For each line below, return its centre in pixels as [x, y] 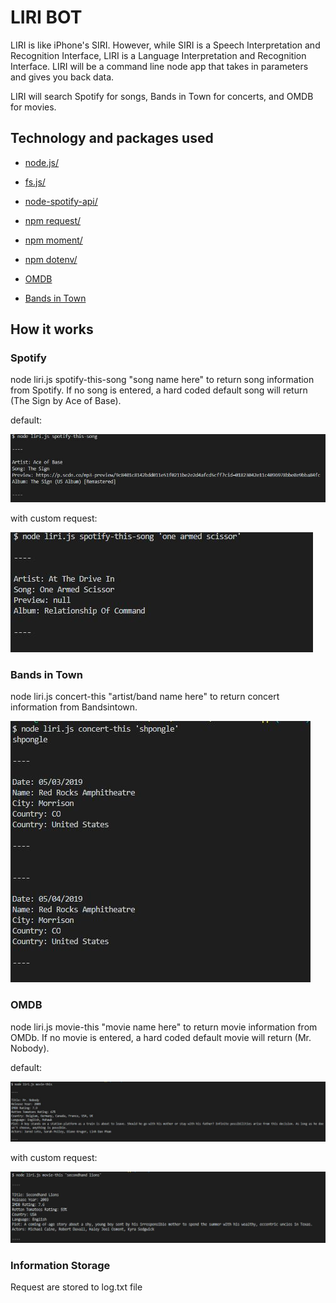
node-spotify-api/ [61, 201]
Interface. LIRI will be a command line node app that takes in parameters [159, 66]
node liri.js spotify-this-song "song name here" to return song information [162, 380]
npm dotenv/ [51, 259]
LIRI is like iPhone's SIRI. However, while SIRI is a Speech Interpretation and [165, 45]
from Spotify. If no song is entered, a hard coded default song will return [159, 390]
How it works [52, 329]
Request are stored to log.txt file [76, 1287]
